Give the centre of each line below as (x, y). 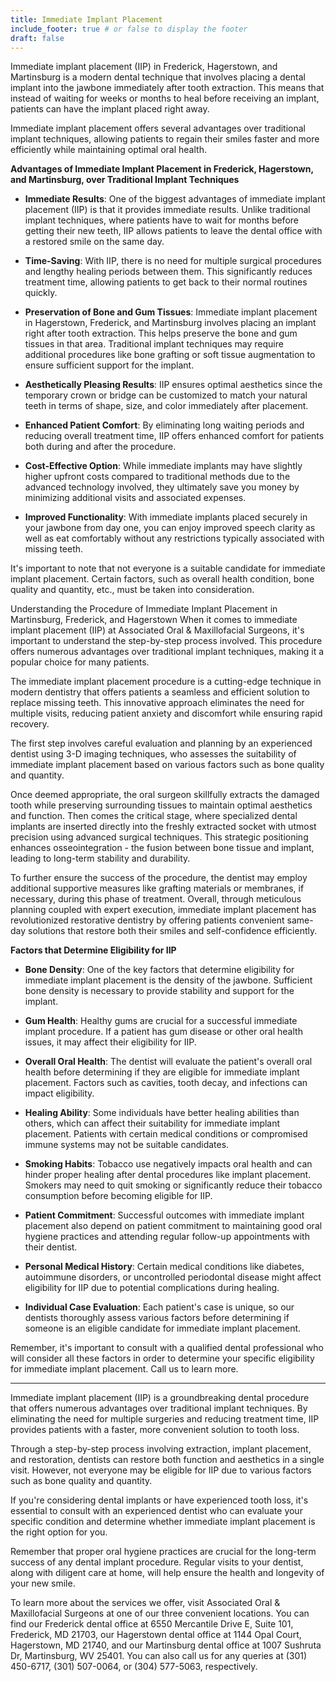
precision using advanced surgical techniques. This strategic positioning (159, 837)
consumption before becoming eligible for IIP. (118, 1196)
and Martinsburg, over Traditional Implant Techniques (125, 180)
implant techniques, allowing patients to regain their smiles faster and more (165, 139)
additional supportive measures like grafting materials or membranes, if (157, 888)
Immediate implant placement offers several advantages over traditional (158, 128)
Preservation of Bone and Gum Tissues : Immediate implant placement (171, 312)
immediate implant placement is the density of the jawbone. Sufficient (168, 980)
